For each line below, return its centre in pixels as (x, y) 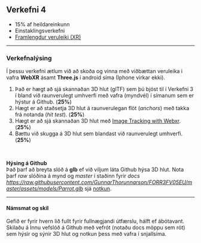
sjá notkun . (98, 189)
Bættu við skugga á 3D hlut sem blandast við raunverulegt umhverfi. (99, 133)
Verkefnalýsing (29, 58)
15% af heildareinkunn (42, 24)
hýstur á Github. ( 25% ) (43, 102)
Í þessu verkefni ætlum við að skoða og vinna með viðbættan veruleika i (95, 71)
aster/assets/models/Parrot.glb (45, 189)
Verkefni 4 (26, 10)
